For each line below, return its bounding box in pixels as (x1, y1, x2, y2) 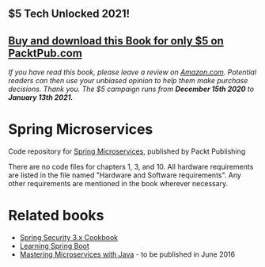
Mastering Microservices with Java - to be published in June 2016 (19, 250, 236, 259)
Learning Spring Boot (19, 242, 89, 251)
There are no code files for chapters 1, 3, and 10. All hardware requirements (8, 162, 254, 172)
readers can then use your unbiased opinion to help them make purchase (8, 76, 248, 86)
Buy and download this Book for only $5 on (8, 34, 224, 48)
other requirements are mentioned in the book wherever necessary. (8, 179, 229, 189)
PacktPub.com (8, 46, 83, 59)
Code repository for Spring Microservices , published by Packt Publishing (8, 147, 246, 156)
